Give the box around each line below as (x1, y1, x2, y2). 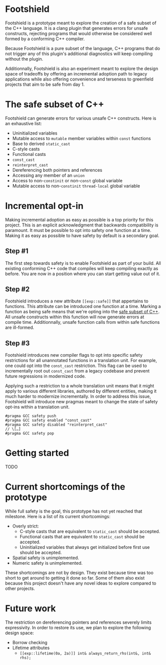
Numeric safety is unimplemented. (12, 560, 83, 566)
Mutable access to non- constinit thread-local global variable (12, 183, 140, 189)
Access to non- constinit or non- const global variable (12, 177, 123, 183)
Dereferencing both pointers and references (12, 167, 103, 173)
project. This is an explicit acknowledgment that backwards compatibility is (5, 222, 159, 228)
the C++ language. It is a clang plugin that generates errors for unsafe (5, 25, 148, 31)
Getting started (5, 447, 69, 459)
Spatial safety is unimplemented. (12, 555, 79, 561)
